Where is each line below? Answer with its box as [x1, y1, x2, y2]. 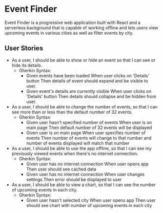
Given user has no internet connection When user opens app [26, 161, 149, 167]
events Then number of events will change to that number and [26, 135, 152, 141]
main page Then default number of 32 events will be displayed [26, 125, 152, 130]
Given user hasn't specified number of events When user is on [26, 119, 152, 125]
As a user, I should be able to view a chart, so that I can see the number [11, 182, 156, 188]
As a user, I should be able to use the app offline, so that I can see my [11, 145, 152, 151]
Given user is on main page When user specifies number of [26, 129, 146, 135]
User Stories [4, 44, 43, 52]
